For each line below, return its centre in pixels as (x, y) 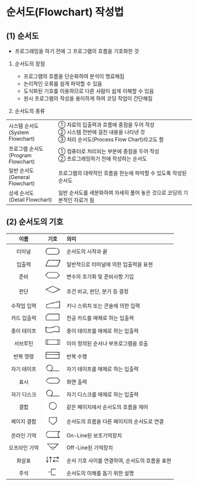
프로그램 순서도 (26, 149)
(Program (20, 155)
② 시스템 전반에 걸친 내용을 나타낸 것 (102, 132)
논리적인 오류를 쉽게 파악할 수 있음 (63, 84)
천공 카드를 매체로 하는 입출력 (100, 318)
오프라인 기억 (24, 448)
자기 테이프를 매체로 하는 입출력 (103, 369)
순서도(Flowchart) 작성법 (65, 12)
